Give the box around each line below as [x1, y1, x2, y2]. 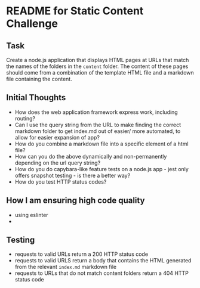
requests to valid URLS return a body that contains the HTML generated [14, 257, 192, 264]
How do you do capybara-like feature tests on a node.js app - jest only [14, 165, 189, 172]
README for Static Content [6, 4, 144, 18]
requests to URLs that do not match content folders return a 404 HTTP [14, 270, 189, 277]
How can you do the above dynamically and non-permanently [14, 153, 167, 160]
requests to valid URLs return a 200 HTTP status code [14, 250, 148, 258]
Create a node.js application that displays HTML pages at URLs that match [6, 57, 189, 63]
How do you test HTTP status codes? [14, 178, 107, 185]
